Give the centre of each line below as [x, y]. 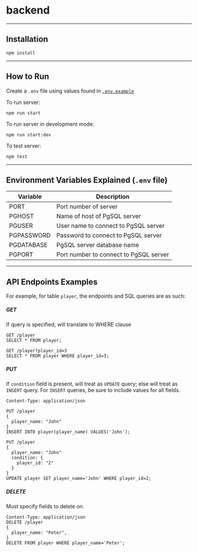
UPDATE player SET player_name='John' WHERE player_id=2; [79, 479]
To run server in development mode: [50, 124]
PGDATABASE [29, 245]
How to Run [28, 76]
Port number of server [87, 207]
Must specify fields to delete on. [45, 507]
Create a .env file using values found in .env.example [70, 91]
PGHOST [22, 216]
